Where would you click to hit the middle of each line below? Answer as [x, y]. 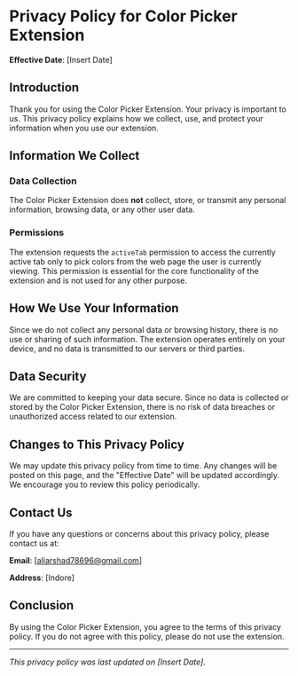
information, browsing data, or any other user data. [102, 209]
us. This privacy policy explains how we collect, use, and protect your [136, 118]
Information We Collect [74, 156]
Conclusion [42, 605]
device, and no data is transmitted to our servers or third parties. [127, 349]
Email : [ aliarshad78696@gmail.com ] [76, 560]
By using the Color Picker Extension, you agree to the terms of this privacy [145, 626]
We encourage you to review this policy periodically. [105, 484]
